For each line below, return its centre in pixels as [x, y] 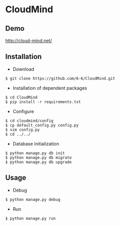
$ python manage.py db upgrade [39, 162]
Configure [23, 111]
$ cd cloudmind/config [29, 121]
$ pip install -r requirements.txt [43, 102]
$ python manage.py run [31, 218]
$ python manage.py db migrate [39, 157]
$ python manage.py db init [35, 153]
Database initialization [36, 143]
